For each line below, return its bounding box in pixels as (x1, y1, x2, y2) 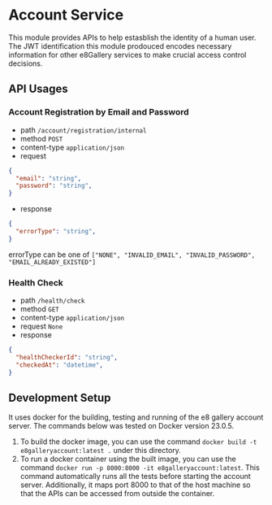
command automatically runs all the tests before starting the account (19, 472, 252, 481)
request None (19, 321, 63, 331)
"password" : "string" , (15, 181, 93, 190)
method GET (19, 304, 59, 314)
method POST (19, 133, 63, 143)
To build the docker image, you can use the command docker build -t (19, 437, 257, 446)
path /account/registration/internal (19, 124, 147, 135)
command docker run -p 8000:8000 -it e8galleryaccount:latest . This (19, 463, 260, 472)
